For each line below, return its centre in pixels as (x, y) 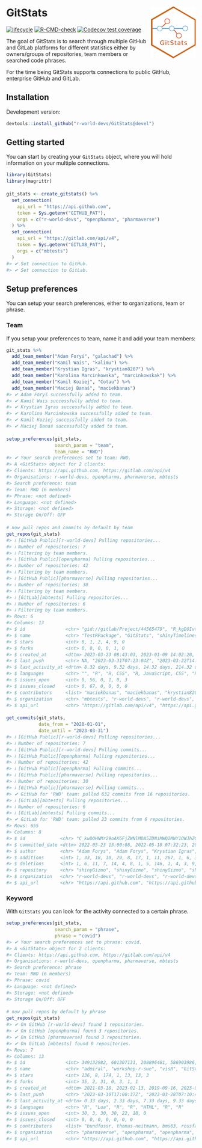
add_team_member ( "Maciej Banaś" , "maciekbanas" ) (74, 388)
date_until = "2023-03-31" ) (74, 731)
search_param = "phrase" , (87, 930)
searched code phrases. (36, 60)
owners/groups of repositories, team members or (67, 54)
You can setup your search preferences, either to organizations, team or (96, 303)
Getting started (35, 142)
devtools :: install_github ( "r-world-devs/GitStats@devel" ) (80, 123)
